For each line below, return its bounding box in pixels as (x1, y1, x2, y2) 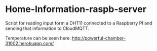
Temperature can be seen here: (5, 35, 71, 41)
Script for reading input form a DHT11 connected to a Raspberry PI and (5, 20, 153, 26)
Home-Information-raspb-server (5, 3, 147, 15)
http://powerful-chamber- (71, 35, 126, 41)
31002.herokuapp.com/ (5, 40, 54, 46)
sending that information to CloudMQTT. (5, 25, 90, 31)
